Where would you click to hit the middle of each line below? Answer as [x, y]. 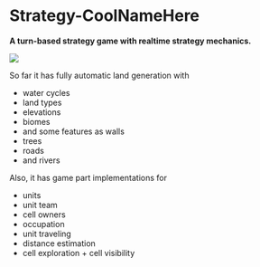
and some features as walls [73, 131]
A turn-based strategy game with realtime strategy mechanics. [130, 41]
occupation [43, 224]
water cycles [46, 92]
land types [42, 102]
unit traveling [47, 234]
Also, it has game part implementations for [88, 177]
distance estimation [59, 243]
